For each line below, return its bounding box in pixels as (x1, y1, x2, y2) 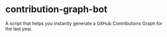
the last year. (5, 25, 33, 31)
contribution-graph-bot (5, 4, 108, 15)
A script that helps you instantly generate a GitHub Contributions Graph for (5, 20, 162, 26)
